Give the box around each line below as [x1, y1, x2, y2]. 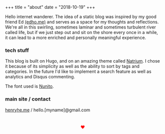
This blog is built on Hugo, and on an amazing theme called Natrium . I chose [5, 58, 160, 64]
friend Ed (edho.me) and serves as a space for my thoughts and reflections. [5, 19, 159, 25]
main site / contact [5, 96, 51, 102]
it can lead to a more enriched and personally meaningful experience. [5, 34, 146, 40]
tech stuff [5, 47, 29, 54]
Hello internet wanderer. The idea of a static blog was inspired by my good [5, 14, 157, 19]
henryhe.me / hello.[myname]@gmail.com [5, 107, 90, 113]
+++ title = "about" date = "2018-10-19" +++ [5, 4, 96, 10]
